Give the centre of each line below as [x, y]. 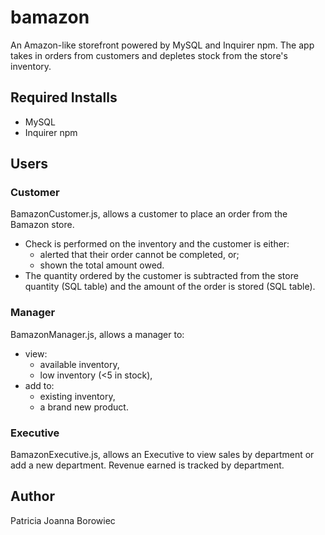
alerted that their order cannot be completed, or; [139, 255]
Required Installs [64, 97]
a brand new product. [84, 407]
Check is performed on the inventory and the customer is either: [157, 244]
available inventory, [79, 364]
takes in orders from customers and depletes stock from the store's [149, 55]
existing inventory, [77, 396]
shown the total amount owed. [102, 265]
